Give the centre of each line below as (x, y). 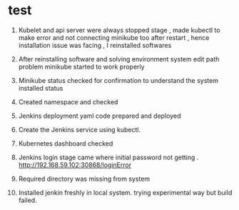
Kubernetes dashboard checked (66, 143)
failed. (28, 200)
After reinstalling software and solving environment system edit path (119, 59)
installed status (41, 88)
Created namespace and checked (68, 101)
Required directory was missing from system (84, 179)
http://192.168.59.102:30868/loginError (75, 165)
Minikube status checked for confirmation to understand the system (118, 80)
